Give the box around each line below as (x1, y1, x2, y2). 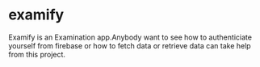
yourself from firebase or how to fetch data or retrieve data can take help (8, 40, 252, 50)
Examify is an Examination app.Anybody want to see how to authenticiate (8, 32, 253, 42)
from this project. (8, 49, 66, 59)
